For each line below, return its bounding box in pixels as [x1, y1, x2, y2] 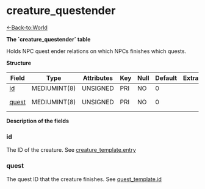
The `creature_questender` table [6, 35, 91, 43]
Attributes [82, 74, 113, 82]
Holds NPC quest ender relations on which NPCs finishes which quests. [6, 47, 187, 55]
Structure [6, 59, 32, 66]
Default [155, 74, 178, 82]
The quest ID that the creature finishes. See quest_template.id [6, 175, 162, 183]
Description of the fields [6, 117, 69, 124]
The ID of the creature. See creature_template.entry [6, 146, 136, 154]
